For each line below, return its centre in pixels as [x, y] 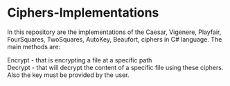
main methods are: [34, 46]
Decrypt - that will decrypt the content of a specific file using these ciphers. [115, 67]
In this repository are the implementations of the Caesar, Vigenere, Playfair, [114, 32]
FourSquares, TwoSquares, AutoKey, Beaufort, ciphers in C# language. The [115, 39]
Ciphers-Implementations [83, 13]
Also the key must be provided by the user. [68, 75]
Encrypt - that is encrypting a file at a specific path [80, 60]
